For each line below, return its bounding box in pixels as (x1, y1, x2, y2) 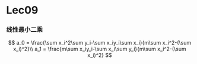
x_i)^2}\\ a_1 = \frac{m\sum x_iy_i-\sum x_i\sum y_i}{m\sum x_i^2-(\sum (12, 45, 187, 53)
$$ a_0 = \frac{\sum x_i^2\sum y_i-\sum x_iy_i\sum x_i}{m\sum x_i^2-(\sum (8, 39, 192, 46)
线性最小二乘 (6, 26, 43, 34)
